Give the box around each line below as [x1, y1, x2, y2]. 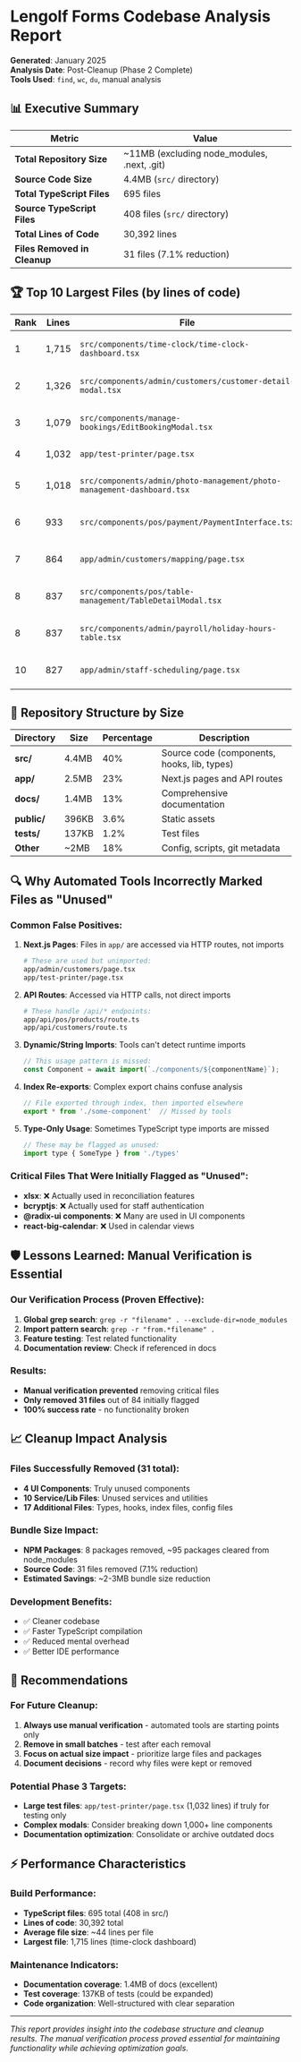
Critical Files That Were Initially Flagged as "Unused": [10, 1170, 249, 1183]
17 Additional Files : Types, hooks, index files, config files [22, 1502, 233, 1512]
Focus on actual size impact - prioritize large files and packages [22, 1748, 263, 1758]
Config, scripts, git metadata [161, 842, 280, 854]
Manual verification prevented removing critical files [22, 1385, 220, 1396]
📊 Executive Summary [10, 101, 139, 116]
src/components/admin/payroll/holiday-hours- [79, 623, 277, 633]
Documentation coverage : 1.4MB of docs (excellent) [22, 1979, 218, 1989]
